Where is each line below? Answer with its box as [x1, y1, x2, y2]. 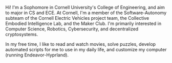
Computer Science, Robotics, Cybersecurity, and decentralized [5, 26, 139, 32]
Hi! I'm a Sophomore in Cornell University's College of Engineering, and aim [5, 5, 165, 10]
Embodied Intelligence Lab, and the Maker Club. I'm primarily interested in [5, 20, 162, 26]
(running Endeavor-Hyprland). [5, 52, 69, 58]
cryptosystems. [5, 31, 38, 37]
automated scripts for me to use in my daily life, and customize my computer [5, 47, 167, 52]
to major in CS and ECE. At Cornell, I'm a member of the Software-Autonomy [5, 10, 167, 16]
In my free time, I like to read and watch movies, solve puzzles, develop [5, 41, 156, 47]
